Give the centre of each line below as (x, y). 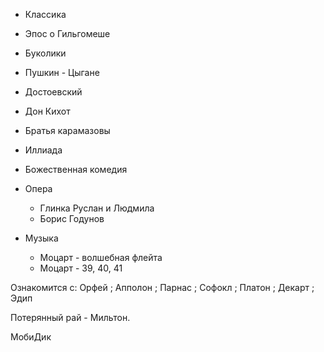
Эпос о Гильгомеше (67, 33)
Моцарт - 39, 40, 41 (81, 268)
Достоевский (53, 92)
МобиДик (31, 337)
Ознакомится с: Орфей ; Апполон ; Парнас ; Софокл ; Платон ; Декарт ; (162, 287)
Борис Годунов (72, 218)
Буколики (45, 53)
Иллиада (43, 150)
